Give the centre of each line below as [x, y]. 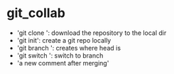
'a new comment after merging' [63, 63]
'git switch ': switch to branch [60, 55]
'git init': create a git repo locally [64, 40]
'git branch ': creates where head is [69, 48]
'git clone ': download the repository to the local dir [92, 33]
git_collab [36, 13]
